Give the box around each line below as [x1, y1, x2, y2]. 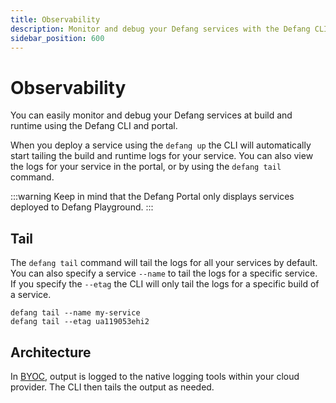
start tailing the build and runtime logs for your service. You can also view [10, 150, 314, 162]
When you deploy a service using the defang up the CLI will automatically [10, 139, 312, 151]
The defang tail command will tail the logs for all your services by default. [10, 257, 318, 269]
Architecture [10, 344, 92, 361]
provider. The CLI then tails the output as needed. [10, 381, 215, 393]
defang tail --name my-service [10, 308, 141, 318]
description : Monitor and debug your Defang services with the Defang [10, 24, 311, 34]
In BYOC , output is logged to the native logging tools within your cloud [10, 370, 300, 382]
